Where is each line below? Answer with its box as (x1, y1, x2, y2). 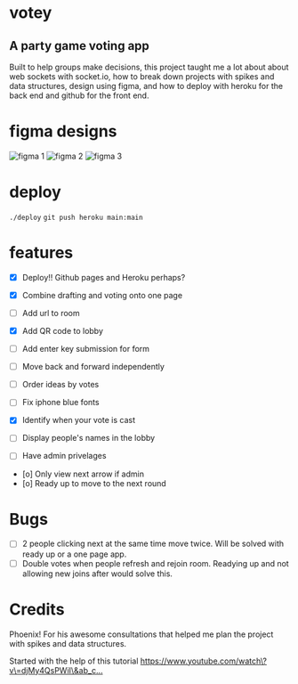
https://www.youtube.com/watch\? (140, 655, 267, 666)
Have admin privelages (21, 451, 107, 461)
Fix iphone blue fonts (21, 397, 100, 408)
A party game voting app (9, 38, 149, 53)
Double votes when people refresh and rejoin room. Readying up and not (21, 558, 289, 568)
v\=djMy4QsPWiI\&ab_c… (9, 664, 104, 675)
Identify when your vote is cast (21, 415, 136, 426)
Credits (9, 599, 65, 619)
